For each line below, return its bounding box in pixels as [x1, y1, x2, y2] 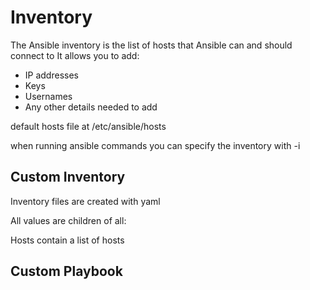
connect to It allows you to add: [10, 49, 140, 61]
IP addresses [24, 69, 79, 81]
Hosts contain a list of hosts [10, 234, 125, 246]
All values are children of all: [10, 214, 127, 226]
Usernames [24, 90, 73, 102]
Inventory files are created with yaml [10, 195, 161, 207]
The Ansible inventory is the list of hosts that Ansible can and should [10, 39, 293, 51]
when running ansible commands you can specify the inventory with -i [10, 139, 301, 151]
